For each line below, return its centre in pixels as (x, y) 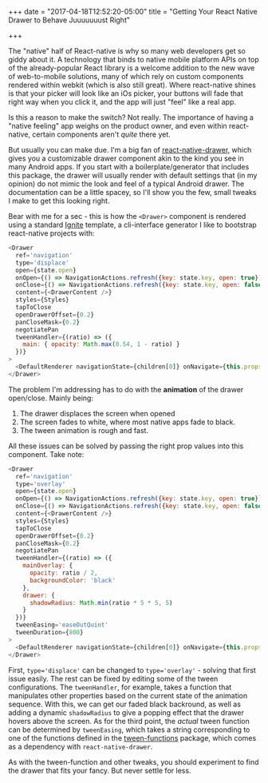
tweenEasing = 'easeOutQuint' (62, 625)
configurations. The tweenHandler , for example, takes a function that (120, 687)
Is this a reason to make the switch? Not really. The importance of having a (131, 117)
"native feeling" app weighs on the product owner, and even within (118, 126)
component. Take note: (46, 454)
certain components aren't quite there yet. (101, 134)
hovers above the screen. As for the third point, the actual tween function (129, 721)
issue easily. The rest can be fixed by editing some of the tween (113, 678)
